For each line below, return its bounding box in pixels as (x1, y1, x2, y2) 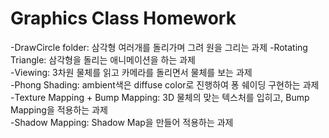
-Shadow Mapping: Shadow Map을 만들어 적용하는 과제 (10, 116, 234, 128)
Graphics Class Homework (10, 7, 237, 30)
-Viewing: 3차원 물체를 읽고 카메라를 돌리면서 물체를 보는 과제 (10, 66, 253, 78)
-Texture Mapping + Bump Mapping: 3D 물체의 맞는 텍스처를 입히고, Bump (10, 91, 310, 103)
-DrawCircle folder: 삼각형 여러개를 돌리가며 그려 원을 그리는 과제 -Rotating (10, 41, 308, 53)
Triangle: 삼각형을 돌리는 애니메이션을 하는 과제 (10, 53, 196, 66)
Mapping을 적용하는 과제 (10, 103, 108, 116)
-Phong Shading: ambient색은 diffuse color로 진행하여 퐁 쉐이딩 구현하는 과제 (10, 78, 320, 91)
